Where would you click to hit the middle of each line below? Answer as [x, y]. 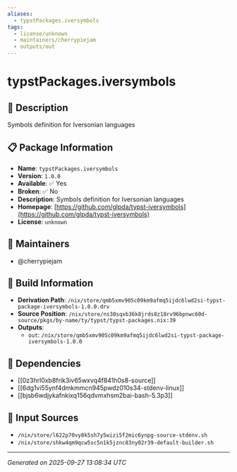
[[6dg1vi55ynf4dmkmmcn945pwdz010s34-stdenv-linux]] [101, 388]
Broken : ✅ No [38, 191]
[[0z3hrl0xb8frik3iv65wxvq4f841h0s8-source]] [87, 380]
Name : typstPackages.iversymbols [68, 168]
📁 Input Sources [43, 418]
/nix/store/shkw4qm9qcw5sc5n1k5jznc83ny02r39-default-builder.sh [115, 443]
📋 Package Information [60, 148]
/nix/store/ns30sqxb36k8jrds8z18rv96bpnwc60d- [138, 314]
